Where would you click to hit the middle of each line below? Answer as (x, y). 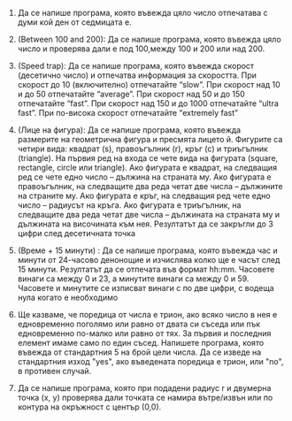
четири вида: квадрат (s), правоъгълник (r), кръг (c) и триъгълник (142, 149)
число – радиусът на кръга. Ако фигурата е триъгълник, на (129, 205)
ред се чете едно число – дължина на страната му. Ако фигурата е (144, 177)
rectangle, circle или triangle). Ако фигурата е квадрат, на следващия (147, 168)
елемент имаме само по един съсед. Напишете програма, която (141, 343)
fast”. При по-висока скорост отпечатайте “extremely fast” (128, 113)
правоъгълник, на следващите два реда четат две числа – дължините (150, 186)
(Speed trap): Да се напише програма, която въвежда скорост (136, 66)
